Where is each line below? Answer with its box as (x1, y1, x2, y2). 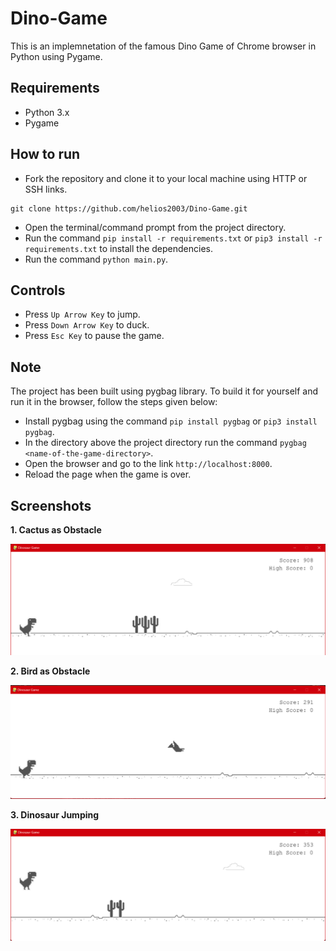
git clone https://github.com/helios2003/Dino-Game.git (10, 203, 248, 214)
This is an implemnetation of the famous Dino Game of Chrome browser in (10, 40, 317, 52)
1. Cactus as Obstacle (10, 524, 102, 536)
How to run (10, 146, 81, 163)
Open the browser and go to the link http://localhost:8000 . (24, 458, 273, 470)
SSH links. (24, 183, 68, 195)
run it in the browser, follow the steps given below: (10, 396, 218, 408)
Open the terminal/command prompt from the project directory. (24, 221, 287, 233)
